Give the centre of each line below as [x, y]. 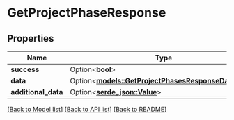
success [25, 69]
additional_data [37, 92]
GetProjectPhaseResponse [87, 13]
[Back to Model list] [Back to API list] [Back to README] [87, 109]
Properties [31, 38]
